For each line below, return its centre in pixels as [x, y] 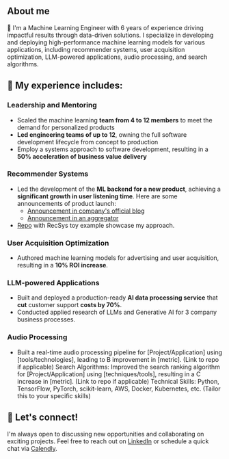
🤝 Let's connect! [43, 418]
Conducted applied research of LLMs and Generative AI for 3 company [117, 312]
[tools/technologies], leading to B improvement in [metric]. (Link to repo [118, 359]
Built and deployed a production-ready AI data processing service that [117, 298]
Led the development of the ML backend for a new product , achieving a [119, 189]
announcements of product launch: [66, 203]
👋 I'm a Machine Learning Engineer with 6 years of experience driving [105, 27]
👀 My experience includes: [65, 86]
